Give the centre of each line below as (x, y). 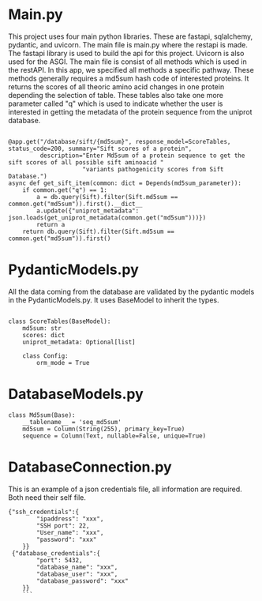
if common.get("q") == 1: (65, 190)
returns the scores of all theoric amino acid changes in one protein (116, 86)
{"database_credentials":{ (56, 553)
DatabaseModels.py (76, 394)
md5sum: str (42, 328)
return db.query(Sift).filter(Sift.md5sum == (99, 231)
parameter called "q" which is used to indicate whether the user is (116, 103)
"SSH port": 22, (63, 526)
